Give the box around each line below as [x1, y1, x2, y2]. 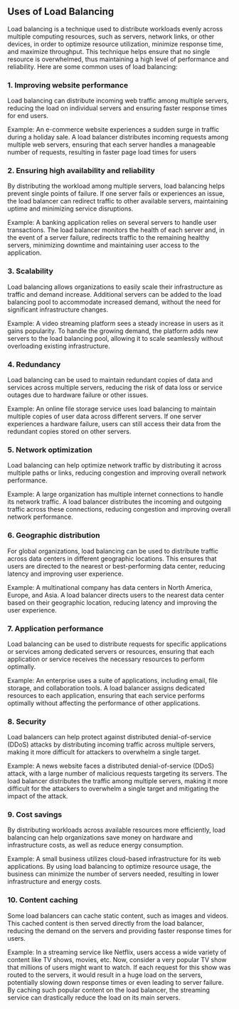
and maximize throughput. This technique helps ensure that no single [7, 47, 211, 56]
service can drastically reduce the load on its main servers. [7, 993, 181, 1002]
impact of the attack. [7, 792, 68, 801]
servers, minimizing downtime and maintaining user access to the [7, 241, 200, 250]
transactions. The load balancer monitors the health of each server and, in [7, 226, 225, 234]
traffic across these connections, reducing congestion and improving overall [7, 505, 231, 514]
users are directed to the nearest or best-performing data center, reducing [7, 561, 225, 570]
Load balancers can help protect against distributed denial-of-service [7, 733, 212, 741]
